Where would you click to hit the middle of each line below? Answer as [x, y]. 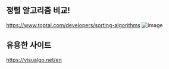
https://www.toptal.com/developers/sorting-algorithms [73, 25]
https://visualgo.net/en [34, 60]
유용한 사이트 [29, 45]
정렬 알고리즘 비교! [38, 11]
